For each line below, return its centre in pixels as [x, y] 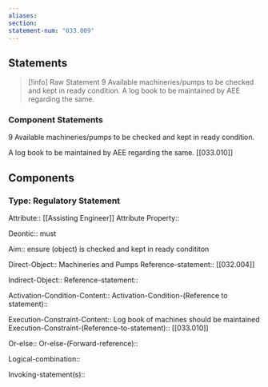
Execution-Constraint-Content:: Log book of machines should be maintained [134, 320]
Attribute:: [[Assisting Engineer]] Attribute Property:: [94, 218]
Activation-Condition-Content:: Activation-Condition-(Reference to [118, 296]
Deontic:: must [32, 233]
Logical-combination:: [44, 359]
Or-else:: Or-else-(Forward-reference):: [73, 344]
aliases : [23, 16]
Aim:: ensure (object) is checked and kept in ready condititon [109, 249]
